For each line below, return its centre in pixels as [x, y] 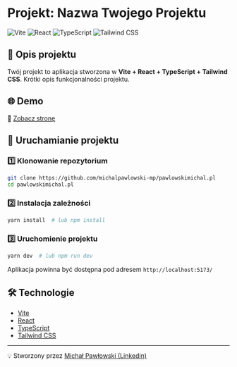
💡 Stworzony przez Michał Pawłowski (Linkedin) [77, 356]
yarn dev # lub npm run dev [50, 256]
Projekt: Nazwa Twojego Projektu [107, 13]
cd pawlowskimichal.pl [41, 185]
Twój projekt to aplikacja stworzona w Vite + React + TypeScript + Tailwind [117, 71]
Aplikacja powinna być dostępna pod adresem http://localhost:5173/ [110, 270]
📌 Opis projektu [42, 55]
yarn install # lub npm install [56, 220]
